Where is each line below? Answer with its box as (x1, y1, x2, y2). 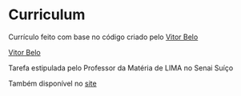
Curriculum (8, 6, 86, 24)
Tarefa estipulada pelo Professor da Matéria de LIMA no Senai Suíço (8, 62, 234, 73)
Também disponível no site (8, 78, 98, 88)
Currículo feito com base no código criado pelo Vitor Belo (8, 32, 199, 42)
